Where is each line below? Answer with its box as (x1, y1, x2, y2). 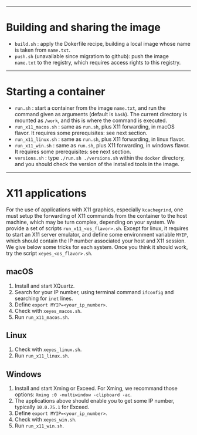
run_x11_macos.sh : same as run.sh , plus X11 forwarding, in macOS (14, 123, 175, 130)
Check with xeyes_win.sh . (14, 416, 77, 423)
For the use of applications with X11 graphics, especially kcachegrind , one (6, 206, 184, 213)
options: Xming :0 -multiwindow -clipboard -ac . (14, 391, 132, 398)
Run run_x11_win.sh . (14, 422, 64, 429)
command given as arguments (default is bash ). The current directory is (14, 110, 188, 117)
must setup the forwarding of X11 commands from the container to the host (6, 212, 188, 219)
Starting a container (6, 85, 106, 99)
